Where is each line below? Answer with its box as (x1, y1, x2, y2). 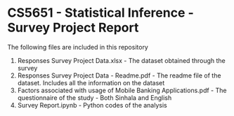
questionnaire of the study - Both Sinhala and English (17, 93, 172, 102)
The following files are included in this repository (7, 43, 149, 51)
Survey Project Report (7, 20, 139, 36)
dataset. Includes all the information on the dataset (17, 78, 165, 87)
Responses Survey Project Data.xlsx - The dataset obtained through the (17, 56, 226, 64)
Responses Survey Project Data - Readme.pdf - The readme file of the (17, 71, 221, 80)
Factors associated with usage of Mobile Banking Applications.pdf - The (17, 86, 227, 94)
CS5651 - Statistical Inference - (7, 5, 195, 21)
